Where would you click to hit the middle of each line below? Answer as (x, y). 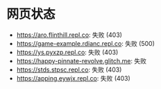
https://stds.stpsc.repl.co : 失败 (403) (69, 70)
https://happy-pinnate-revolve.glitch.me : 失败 (82, 60)
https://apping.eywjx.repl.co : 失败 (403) (74, 78)
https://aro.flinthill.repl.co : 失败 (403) (69, 35)
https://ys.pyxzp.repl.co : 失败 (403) (67, 52)
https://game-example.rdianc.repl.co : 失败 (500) (86, 43)
